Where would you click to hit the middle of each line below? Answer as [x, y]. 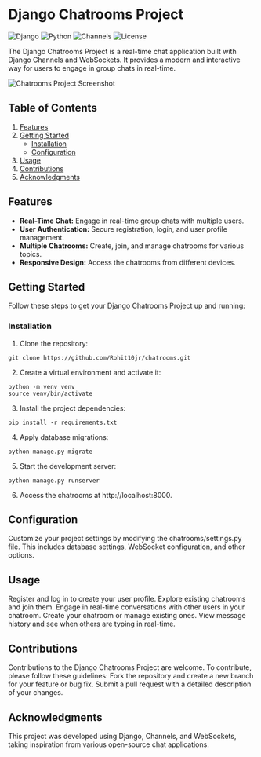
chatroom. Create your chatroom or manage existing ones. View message [127, 616]
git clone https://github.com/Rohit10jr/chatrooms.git [100, 358]
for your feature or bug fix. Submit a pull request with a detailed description [130, 684]
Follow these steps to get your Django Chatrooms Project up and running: [127, 306]
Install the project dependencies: [72, 408]
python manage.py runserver [54, 481]
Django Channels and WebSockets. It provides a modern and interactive [124, 60]
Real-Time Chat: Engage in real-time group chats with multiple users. [132, 221]
